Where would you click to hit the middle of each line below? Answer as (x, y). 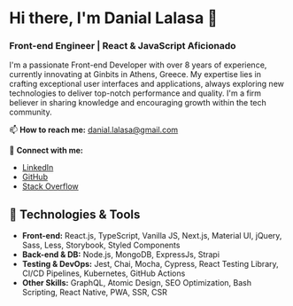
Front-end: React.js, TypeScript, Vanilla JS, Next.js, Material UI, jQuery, (152, 236)
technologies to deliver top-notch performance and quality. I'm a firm (135, 93)
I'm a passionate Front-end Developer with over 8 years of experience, (138, 65)
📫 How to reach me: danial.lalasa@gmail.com (94, 130)
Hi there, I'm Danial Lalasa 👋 (114, 18)
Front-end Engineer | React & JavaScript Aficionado (123, 46)
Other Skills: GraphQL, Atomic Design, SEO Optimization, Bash (137, 283)
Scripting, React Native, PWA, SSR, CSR (95, 293)
